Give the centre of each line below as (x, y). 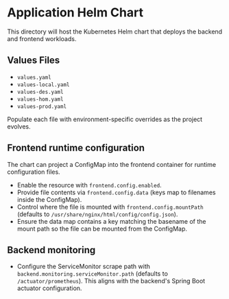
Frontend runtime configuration (76, 148)
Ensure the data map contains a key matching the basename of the (111, 221)
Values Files (34, 61)
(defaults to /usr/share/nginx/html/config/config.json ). (97, 214)
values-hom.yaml (40, 99)
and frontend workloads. (42, 38)
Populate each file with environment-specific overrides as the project (105, 119)
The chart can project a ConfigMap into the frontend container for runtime (112, 164)
